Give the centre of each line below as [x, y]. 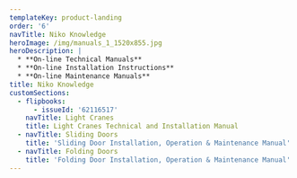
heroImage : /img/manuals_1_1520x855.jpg [86, 43]
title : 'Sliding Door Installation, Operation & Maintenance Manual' [158, 143]
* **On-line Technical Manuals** [80, 59]
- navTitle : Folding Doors [68, 151]
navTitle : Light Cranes [70, 118]
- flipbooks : [42, 101]
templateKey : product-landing [66, 18]
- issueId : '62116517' [75, 110]
